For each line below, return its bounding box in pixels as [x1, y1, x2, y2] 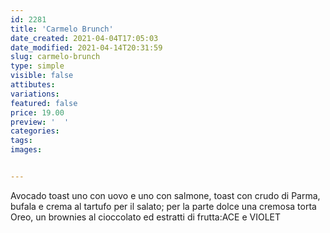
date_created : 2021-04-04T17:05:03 [10, 33, 159, 43]
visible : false [10, 71, 74, 81]
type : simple [10, 61, 65, 71]
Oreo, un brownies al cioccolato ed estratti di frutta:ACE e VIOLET [10, 211, 282, 223]
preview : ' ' [10, 117, 70, 127]
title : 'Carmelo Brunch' [10, 24, 114, 34]
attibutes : [10, 80, 56, 90]
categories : [10, 126, 60, 136]
